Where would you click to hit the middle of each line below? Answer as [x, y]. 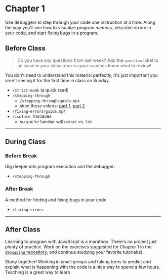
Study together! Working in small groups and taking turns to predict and [78, 261]
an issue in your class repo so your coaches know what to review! [84, 65]
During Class [25, 142]
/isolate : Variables [32, 116]
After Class [23, 230]
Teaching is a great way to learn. [38, 272]
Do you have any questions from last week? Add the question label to [88, 60]
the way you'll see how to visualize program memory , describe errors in [78, 27]
